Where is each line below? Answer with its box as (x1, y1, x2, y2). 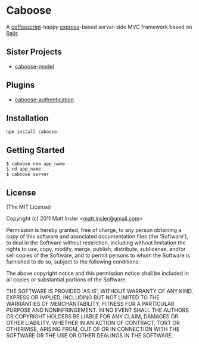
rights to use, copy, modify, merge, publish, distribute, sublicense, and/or (6, 246, 186, 252)
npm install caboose (6, 129, 58, 135)
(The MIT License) (6, 203, 52, 210)
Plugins (6, 80, 35, 90)
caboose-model (14, 63, 54, 70)
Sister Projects (6, 47, 63, 57)
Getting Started (6, 145, 65, 155)
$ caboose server (6, 171, 49, 178)
